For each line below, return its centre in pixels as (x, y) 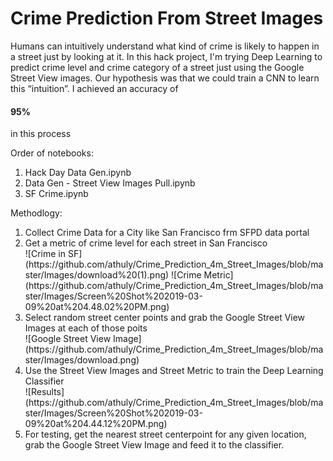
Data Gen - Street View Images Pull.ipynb (110, 183)
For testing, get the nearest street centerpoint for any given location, (165, 434)
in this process (41, 134)
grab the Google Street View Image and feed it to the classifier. (154, 445)
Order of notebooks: (52, 153)
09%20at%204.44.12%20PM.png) (96, 424)
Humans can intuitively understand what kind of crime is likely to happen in (165, 46)
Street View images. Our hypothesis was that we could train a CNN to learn (165, 78)
